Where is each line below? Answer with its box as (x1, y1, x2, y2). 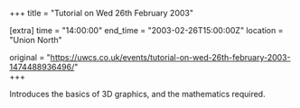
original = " (9, 52, 52, 62)
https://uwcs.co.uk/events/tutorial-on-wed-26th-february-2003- (50, 52, 291, 62)
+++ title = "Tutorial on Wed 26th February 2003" (9, 8, 194, 18)
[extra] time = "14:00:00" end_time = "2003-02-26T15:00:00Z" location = (9, 25, 284, 35)
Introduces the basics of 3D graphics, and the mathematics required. (9, 89, 266, 99)
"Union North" (9, 35, 63, 45)
